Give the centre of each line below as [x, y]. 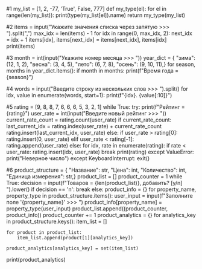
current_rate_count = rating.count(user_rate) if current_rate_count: [89, 120]
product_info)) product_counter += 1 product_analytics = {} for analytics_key [101, 215]
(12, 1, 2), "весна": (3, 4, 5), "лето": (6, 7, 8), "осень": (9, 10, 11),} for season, [101, 64]
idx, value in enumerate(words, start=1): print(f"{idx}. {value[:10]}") [89, 95]
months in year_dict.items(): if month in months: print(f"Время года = [93, 71]
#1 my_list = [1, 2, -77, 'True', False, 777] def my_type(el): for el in [87, 9]
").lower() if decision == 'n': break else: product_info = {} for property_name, [101, 189]
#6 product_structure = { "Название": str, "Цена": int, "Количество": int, [96, 170]
